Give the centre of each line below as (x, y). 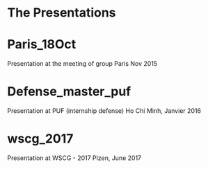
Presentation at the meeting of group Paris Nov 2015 (82, 64)
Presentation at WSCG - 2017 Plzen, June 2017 (74, 158)
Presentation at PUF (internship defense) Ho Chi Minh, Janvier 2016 (104, 111)
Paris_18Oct (42, 45)
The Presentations (62, 13)
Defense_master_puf (69, 92)
